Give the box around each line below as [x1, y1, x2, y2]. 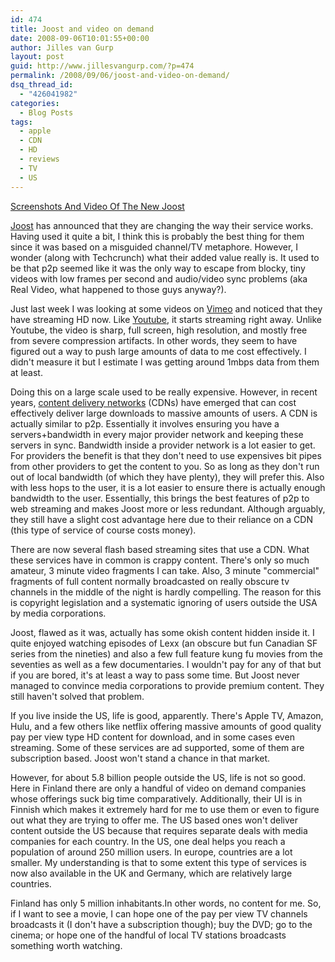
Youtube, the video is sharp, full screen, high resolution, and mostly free [10, 324, 308, 336]
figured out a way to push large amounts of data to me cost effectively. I [10, 345, 307, 357]
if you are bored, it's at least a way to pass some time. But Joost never [10, 669, 300, 681]
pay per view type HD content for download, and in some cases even [10, 731, 295, 743]
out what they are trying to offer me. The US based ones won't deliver [10, 814, 298, 826]
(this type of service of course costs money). [10, 524, 197, 536]
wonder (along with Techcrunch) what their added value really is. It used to [10, 251, 320, 263]
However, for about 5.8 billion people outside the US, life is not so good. [10, 771, 307, 783]
